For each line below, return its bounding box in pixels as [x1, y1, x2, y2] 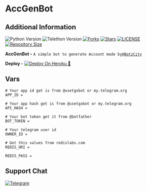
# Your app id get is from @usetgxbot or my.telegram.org [5, 88, 127, 93]
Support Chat [5, 167, 48, 176]
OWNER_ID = [5, 131, 28, 137]
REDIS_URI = [5, 145, 30, 150]
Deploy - [5, 61, 23, 66]
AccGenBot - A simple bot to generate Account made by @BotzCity [5, 51, 142, 57]
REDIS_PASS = [5, 153, 32, 158]
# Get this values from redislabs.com [5, 140, 85, 145]
